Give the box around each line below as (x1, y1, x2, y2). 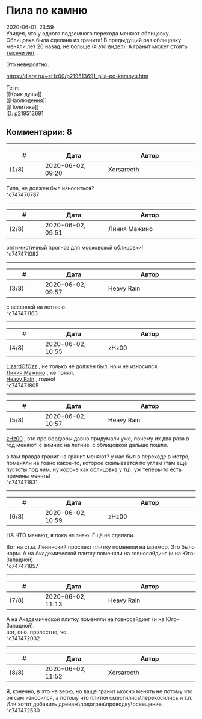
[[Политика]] (6, 103, 39, 110)
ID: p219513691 (6, 110, 44, 117)
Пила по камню (6, 4, 88, 17)
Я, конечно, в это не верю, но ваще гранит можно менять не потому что (6, 687, 193, 695)
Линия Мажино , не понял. (6, 369, 75, 376)
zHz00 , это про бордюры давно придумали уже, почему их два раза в (6, 434, 189, 442)
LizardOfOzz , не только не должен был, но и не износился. (6, 362, 159, 370)
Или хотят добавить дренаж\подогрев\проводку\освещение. (6, 700, 164, 708)
